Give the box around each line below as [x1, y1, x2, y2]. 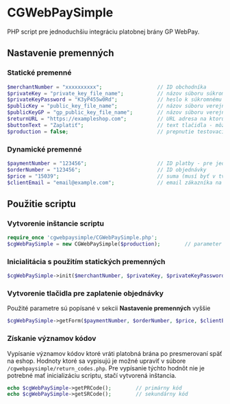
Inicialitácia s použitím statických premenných [7, 257, 166, 266]
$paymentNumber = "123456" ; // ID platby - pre [7, 160, 213, 167]
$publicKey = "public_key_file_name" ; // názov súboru [7, 103, 204, 110]
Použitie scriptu [7, 198, 77, 210]
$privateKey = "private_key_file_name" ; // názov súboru [7, 90, 204, 97]
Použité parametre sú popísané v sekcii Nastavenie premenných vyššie [7, 304, 211, 313]
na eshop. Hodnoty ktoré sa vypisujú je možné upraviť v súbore [7, 357, 186, 365]
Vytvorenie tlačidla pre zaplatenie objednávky [7, 288, 164, 298]
